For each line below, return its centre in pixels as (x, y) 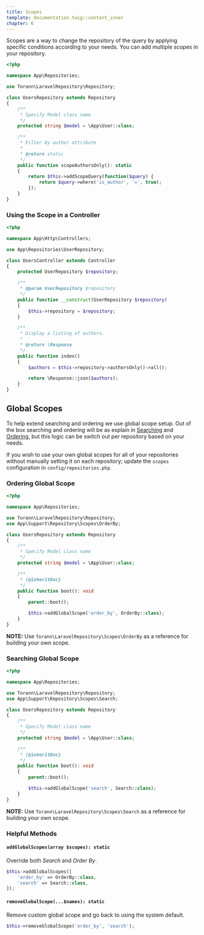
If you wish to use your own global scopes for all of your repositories (92, 454)
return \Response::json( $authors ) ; (73, 378)
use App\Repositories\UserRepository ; (55, 249)
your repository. (26, 54)
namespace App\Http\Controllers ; (49, 238)
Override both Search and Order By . (52, 860)
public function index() (49, 356)
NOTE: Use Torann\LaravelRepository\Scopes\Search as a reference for (96, 811)
